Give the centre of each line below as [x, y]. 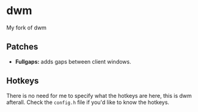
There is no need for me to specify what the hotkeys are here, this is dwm [99, 95]
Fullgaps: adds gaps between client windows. [73, 61]
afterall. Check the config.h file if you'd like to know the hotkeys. [88, 102]
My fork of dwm [27, 28]
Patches [22, 47]
